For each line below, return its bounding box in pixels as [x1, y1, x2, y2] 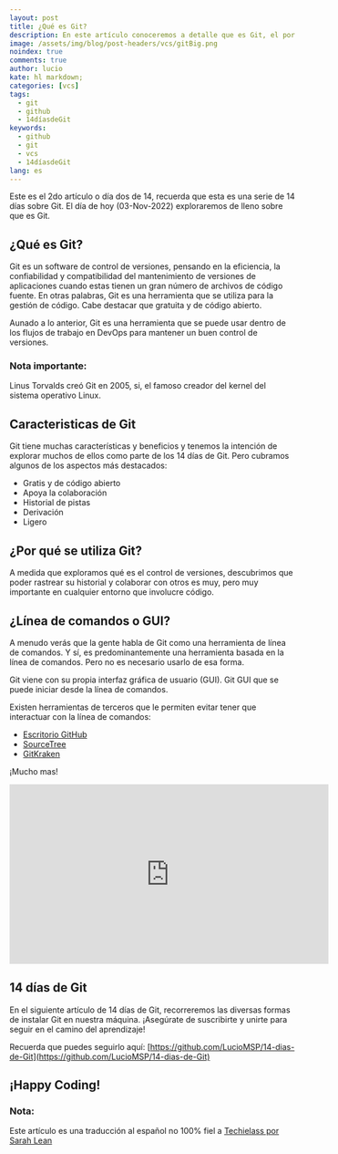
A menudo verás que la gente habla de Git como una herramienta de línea [9, 637, 287, 648]
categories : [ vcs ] [9, 81, 79, 90]
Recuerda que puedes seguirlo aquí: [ [9, 1041, 151, 1052]
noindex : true [9, 47, 64, 57]
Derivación [22, 507, 64, 518]
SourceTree [22, 738, 67, 749]
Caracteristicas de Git [9, 416, 137, 431]
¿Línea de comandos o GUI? [9, 613, 171, 629]
